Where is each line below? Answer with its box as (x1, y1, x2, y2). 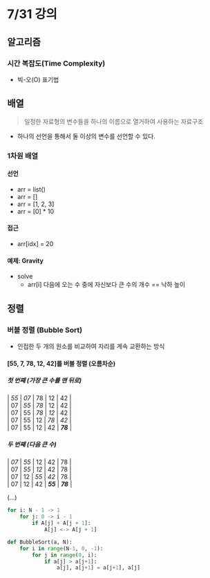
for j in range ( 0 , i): (32, 551, 97, 559)
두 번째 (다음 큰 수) (7, 440, 57, 449)
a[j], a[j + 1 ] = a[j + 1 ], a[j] (56, 564, 140, 571)
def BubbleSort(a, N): (7, 539, 73, 546)
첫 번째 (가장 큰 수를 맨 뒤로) (7, 376, 82, 384)
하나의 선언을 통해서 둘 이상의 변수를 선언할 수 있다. (17, 132, 155, 140)
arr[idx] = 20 (17, 240, 54, 248)
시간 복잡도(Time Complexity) (7, 58, 106, 68)
